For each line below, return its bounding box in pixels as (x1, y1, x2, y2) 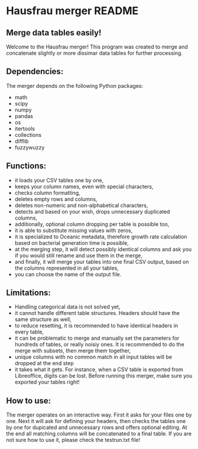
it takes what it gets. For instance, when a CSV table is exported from (14, 366, 183, 373)
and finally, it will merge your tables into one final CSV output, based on (14, 258, 189, 265)
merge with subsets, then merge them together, (14, 347, 131, 355)
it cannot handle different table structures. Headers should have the (14, 310, 180, 317)
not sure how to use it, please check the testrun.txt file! (6, 437, 141, 444)
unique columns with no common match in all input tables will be (14, 353, 173, 360)
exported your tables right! (14, 379, 80, 386)
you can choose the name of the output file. (14, 270, 122, 278)
